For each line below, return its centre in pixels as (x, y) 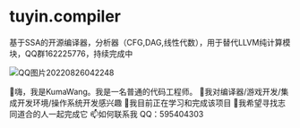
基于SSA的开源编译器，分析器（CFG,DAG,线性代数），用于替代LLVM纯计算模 (150, 42)
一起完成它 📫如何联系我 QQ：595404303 (126, 114)
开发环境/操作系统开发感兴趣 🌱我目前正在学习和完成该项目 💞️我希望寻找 (147, 102)
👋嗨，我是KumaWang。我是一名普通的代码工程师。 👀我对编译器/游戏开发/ (145, 91)
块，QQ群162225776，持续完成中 (71, 53)
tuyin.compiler (65, 17)
